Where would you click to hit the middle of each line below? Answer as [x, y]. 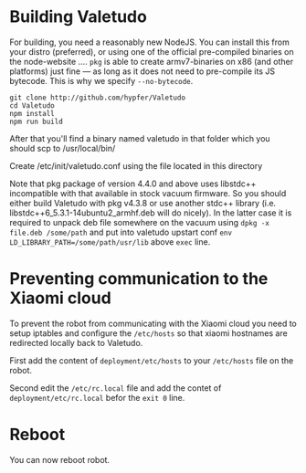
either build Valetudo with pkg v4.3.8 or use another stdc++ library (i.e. [143, 203]
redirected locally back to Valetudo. [76, 342]
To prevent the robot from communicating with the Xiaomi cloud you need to [153, 323]
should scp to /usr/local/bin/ [63, 148]
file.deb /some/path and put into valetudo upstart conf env [121, 232]
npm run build [37, 121]
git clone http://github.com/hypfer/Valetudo [97, 98]
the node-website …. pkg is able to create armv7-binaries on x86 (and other [152, 61]
